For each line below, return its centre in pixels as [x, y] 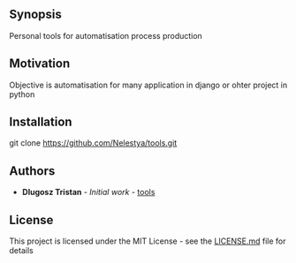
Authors [32, 171]
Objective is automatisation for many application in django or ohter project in [148, 85]
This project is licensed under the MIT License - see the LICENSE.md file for [148, 241]
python [22, 94]
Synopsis [35, 15]
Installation [41, 122]
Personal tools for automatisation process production [106, 35]
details [21, 251]
